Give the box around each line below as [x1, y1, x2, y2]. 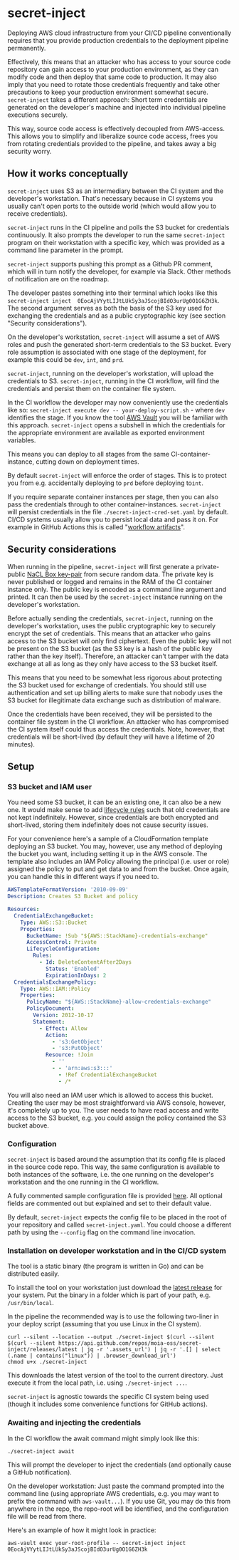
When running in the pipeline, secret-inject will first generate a [7, 562, 195, 571]
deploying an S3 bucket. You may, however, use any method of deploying [7, 842, 223, 851]
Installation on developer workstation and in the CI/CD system [7, 1245, 226, 1255]
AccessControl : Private [26, 939, 97, 946]
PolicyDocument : [26, 1005, 75, 1012]
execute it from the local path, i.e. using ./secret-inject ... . [7, 1378, 187, 1387]
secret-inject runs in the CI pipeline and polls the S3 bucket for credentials [7, 223, 230, 232]
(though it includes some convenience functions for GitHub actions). [7, 1400, 208, 1408]
